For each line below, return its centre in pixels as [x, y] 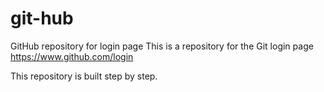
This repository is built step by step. [84, 76]
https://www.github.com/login [72, 56]
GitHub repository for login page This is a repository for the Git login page [162, 46]
